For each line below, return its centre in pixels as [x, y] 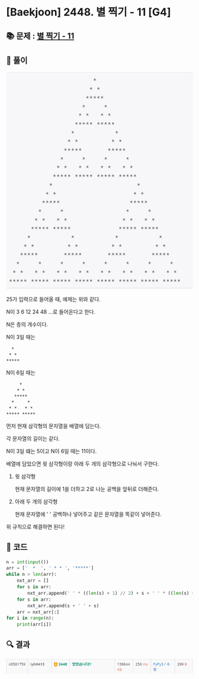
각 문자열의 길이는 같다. [33, 438]
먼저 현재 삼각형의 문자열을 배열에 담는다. [54, 426]
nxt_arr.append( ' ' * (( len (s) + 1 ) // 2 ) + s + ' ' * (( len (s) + [111, 593]
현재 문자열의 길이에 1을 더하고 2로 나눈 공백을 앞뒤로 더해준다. [87, 489]
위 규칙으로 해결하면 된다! [36, 527]
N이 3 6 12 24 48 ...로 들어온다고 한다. [51, 311]
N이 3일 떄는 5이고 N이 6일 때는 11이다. [52, 451]
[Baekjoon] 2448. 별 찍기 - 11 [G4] [89, 12]
